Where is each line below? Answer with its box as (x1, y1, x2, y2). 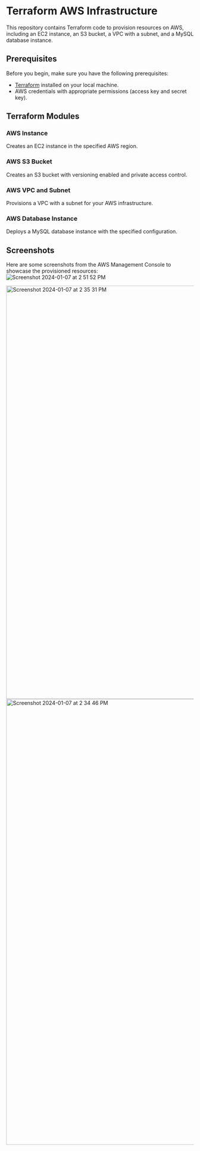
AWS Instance (6, 129, 48, 138)
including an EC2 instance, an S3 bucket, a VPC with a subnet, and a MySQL (6, 30, 194, 37)
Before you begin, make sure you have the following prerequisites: (6, 70, 168, 77)
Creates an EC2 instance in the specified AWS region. (6, 143, 138, 150)
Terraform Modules (6, 112, 80, 122)
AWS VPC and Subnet (6, 186, 71, 194)
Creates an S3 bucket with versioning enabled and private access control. (6, 171, 187, 178)
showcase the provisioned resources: (6, 267, 98, 275)
